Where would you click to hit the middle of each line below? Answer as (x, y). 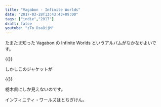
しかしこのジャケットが (29, 69)
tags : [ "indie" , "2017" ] (30, 19)
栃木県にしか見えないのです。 (35, 89)
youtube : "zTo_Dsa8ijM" (30, 28)
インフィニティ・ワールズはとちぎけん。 (46, 100)
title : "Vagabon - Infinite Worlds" (43, 10)
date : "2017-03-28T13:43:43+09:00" (42, 14)
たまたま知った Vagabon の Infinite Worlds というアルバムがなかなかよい (79, 43)
